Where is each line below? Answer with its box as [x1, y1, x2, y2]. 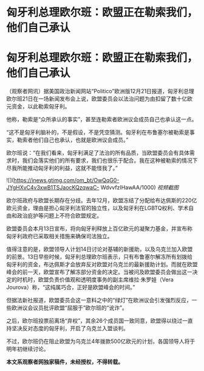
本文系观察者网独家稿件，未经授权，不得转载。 [6, 358, 123, 366]
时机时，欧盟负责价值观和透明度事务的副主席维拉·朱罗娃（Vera [16, 276, 174, 283]
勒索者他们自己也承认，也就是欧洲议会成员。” [16, 136, 129, 144]
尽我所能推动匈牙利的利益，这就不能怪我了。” [6, 164, 118, 172]
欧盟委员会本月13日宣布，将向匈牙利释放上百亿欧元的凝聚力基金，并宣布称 [6, 225, 193, 232]
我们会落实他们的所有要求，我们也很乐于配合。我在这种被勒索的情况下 [22, 157, 198, 164]
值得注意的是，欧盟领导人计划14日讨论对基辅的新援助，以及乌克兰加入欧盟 [6, 246, 193, 253]
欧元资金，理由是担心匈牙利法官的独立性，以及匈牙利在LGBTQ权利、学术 [6, 205, 189, 212]
